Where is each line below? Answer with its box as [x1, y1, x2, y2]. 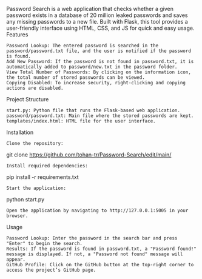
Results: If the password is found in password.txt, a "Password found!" [6, 246, 197, 252]
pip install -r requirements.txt [6, 173, 79, 181]
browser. [6, 213, 29, 219]
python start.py [6, 196, 45, 203]
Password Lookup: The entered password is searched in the [6, 42, 159, 49]
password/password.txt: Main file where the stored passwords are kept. [6, 113, 194, 119]
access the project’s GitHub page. [6, 267, 96, 273]
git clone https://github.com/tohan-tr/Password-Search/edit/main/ [6, 151, 172, 158]
